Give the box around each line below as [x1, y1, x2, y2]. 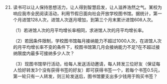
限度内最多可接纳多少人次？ [17, 50, 74, 56]
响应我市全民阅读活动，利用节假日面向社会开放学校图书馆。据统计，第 [12, 10, 158, 16]
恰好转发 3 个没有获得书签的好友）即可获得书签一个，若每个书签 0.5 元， [17, 67, 163, 73]
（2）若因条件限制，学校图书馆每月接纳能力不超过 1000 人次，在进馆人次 [12, 38, 162, 44]
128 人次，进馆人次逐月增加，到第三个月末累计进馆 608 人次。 [30, 17, 155, 22]
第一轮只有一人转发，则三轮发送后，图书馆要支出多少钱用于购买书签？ [12, 74, 158, 79]
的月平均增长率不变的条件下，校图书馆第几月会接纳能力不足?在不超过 [12, 44, 155, 50]
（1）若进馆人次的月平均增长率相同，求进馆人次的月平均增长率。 [12, 27, 146, 33]
